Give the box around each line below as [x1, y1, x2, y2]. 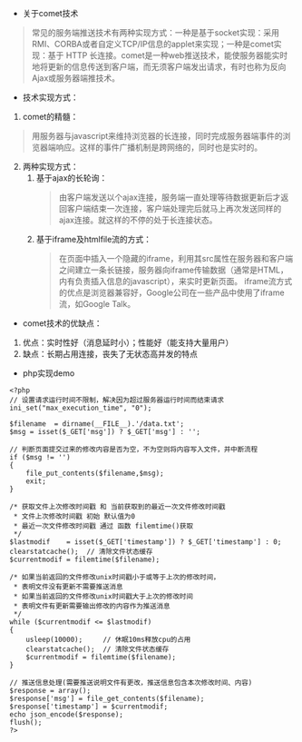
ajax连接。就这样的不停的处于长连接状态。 [58, 214, 218, 225]
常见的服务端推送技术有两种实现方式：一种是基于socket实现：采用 [31, 27, 279, 38]
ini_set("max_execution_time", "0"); [9, 403, 152, 412]
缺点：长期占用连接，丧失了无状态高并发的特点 [22, 349, 198, 359]
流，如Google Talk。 [58, 299, 136, 309]
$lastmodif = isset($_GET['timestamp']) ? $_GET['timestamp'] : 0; [9, 538, 282, 547]
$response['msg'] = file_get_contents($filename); [9, 694, 205, 703]
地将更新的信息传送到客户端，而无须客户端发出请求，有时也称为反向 [31, 62, 287, 72]
